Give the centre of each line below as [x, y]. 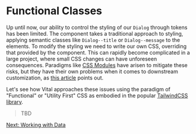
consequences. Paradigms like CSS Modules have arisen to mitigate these [97, 65]
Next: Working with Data [36, 125]
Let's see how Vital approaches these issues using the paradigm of [88, 89]
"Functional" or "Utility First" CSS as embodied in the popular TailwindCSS [97, 95]
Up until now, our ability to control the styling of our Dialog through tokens [97, 27]
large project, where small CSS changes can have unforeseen [82, 59]
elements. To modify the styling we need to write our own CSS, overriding [97, 46]
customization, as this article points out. [55, 78]
